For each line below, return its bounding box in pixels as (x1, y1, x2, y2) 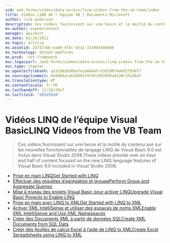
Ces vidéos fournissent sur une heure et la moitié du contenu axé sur (17, 141, 162, 147)
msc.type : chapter (5, 64, 44, 69)
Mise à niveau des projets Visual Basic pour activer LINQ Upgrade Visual (12, 189, 163, 195)
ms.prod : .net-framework (5, 54, 58, 60)
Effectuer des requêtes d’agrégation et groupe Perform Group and (12, 178, 149, 184)
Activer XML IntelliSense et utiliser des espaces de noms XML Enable (12, 205, 156, 211)
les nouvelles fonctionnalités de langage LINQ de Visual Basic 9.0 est (17, 147, 162, 153)
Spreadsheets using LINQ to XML (12, 232, 82, 238)
